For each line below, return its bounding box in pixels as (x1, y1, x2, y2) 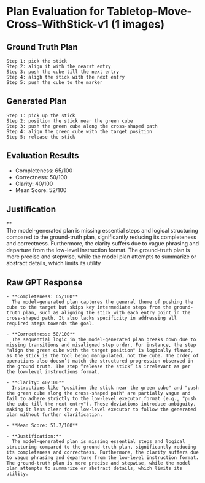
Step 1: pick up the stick (6, 112, 75, 118)
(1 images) (110, 17, 164, 31)
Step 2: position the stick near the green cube (6, 118, 133, 124)
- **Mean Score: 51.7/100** (6, 422, 79, 429)
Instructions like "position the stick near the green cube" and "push (12, 385, 199, 391)
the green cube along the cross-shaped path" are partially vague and (6, 390, 191, 396)
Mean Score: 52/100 (15, 186, 67, 194)
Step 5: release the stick (6, 134, 75, 140)
